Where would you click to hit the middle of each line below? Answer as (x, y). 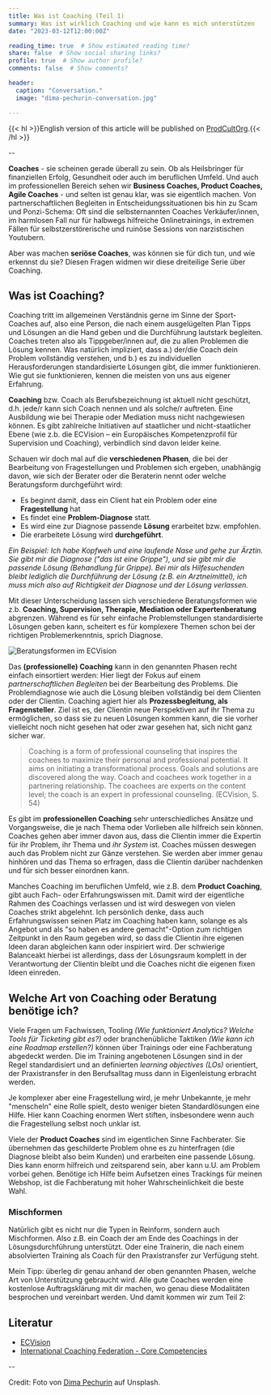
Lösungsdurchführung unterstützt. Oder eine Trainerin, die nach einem (126, 1247)
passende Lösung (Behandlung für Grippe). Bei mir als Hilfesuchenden (127, 568)
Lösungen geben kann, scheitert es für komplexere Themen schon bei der (132, 626)
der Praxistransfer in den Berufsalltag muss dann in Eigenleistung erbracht (133, 1074)
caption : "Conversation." (59, 90)
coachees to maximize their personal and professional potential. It (138, 760)
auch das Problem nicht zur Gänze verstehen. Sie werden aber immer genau (135, 854)
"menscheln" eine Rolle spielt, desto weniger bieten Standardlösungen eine (134, 1107)
